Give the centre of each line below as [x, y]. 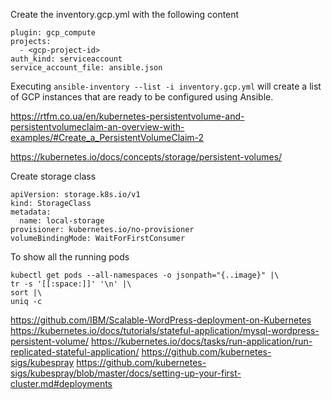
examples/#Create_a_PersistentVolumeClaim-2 [107, 137]
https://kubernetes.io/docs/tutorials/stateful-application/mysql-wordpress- [165, 330]
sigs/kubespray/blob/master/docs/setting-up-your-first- [126, 373]
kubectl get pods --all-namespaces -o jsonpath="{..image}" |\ [145, 275]
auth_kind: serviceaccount [66, 59]
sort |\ [26, 293]
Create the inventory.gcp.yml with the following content [125, 14]
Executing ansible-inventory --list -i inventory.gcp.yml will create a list [166, 86]
